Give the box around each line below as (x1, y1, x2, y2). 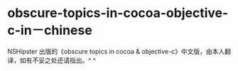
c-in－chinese (7, 23, 92, 38)
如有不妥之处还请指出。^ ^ (19, 55, 97, 65)
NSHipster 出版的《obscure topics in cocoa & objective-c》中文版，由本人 (7, 47, 225, 55)
